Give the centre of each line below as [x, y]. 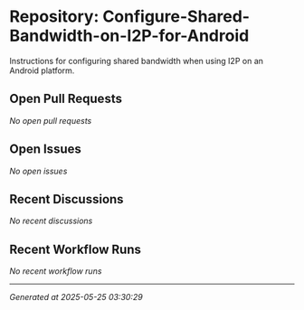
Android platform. [42, 70]
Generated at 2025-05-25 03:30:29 [76, 297]
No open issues [38, 171]
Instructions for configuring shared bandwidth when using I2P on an [137, 61]
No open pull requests [51, 120]
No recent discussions [51, 221]
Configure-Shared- [176, 17]
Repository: [54, 17]
